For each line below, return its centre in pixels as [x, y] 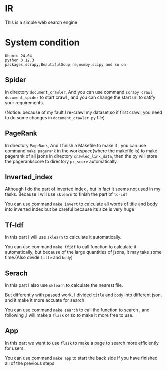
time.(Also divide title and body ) [39, 257]
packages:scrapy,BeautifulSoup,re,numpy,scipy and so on [66, 65]
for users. [15, 348]
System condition [42, 43]
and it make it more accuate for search [45, 300]
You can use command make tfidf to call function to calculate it [71, 247]
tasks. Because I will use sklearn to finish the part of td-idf [66, 194]
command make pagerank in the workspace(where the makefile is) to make [81, 151]
